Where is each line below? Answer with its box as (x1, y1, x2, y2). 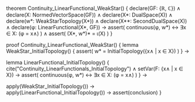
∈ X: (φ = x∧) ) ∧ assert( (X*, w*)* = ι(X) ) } (6, 30, 113, 37)
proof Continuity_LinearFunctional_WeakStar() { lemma (6, 42, 139, 48)
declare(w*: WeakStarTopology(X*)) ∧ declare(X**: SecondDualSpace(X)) (6, 18, 187, 25)
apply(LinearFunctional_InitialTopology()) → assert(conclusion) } (6, 89, 162, 96)
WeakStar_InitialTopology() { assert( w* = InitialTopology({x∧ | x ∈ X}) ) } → (6, 47, 190, 55)
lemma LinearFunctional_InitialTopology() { (6, 59, 110, 66)
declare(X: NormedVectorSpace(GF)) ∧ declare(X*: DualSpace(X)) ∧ (6, 11, 173, 18)
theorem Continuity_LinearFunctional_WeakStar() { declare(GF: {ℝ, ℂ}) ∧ (6, 5, 181, 12)
